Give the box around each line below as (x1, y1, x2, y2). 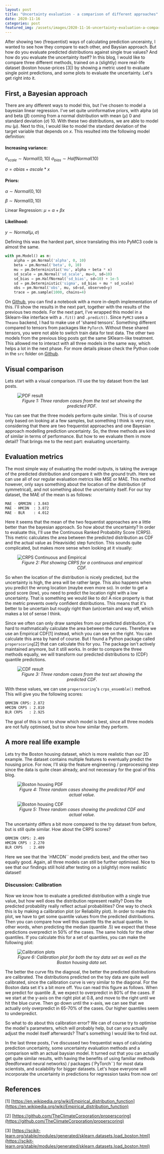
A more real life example (5, 738, 81, 746)
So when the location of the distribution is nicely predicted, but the (5, 575, 139, 580)
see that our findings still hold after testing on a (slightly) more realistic (5, 864, 147, 870)
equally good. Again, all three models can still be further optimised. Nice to (5, 859, 155, 865)
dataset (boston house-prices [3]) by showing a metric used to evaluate (5, 65, 150, 71)
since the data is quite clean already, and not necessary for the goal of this (5, 766, 155, 772)
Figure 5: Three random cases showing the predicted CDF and (19, 806, 145, 812)
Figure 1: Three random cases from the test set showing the (21, 398, 143, 404)
